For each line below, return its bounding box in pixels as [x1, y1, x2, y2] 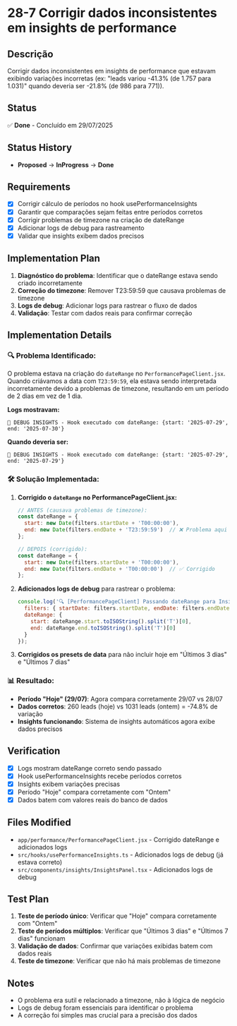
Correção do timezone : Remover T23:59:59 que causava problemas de [17, 286, 226, 294]
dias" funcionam [17, 934, 66, 943]
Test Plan [7, 893, 49, 905]
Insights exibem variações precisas [17, 780, 121, 788]
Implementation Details [7, 329, 112, 341]
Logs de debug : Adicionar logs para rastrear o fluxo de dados [17, 301, 197, 310]
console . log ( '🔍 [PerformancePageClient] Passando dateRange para [17, 598, 216, 605]
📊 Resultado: [7, 676, 54, 686]
